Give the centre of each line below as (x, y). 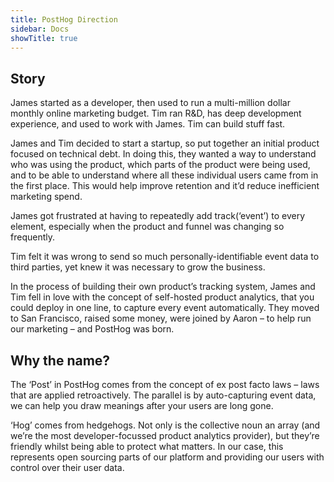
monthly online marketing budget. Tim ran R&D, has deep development (156, 113)
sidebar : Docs (40, 29)
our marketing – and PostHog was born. (92, 329)
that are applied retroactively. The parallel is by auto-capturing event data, (163, 395)
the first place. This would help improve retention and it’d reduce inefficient (165, 186)
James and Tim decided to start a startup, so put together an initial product (165, 143)
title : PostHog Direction (64, 19)
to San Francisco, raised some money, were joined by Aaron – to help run (161, 318)
